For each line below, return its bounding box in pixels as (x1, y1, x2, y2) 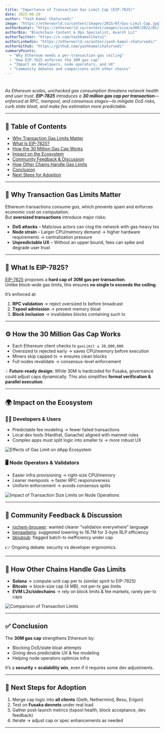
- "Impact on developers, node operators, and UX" (9, 62, 115, 67)
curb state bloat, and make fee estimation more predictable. (5, 104, 127, 110)
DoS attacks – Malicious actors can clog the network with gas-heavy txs (12, 224, 160, 229)
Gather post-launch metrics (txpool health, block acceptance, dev (12, 707, 146, 713)
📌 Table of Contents (5, 122, 67, 131)
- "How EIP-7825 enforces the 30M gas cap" (9, 57, 100, 62)
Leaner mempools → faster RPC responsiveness (12, 478, 110, 483)
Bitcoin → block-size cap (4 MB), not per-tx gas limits (12, 583, 121, 590)
